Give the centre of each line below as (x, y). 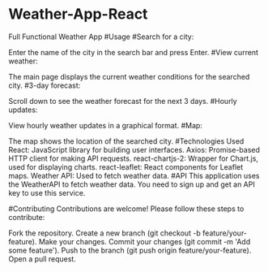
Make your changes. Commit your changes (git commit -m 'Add (145, 241)
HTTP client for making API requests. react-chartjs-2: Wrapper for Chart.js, (134, 158)
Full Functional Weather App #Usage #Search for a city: (101, 37)
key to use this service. (47, 192)
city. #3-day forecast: (45, 85)
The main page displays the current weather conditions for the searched (129, 76)
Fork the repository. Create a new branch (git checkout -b (104, 233)
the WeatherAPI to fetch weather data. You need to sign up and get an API (132, 184)
